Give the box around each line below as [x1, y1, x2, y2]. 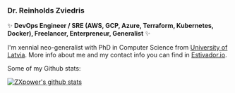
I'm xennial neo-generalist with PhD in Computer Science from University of [7, 43, 228, 52]
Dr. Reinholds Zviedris [7, 6, 85, 15]
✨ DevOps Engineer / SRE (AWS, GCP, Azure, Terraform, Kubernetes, [7, 22, 214, 30]
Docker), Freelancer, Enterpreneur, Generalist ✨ [7, 29, 150, 38]
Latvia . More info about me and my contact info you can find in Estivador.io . [7, 51, 227, 59]
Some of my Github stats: [7, 64, 81, 73]
